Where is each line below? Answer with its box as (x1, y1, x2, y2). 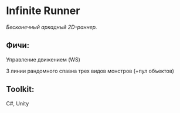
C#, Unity (6, 100, 29, 107)
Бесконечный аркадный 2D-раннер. (6, 23, 98, 30)
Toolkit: (6, 84, 35, 94)
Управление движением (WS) (6, 56, 81, 63)
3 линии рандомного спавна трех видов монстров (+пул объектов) (6, 67, 175, 74)
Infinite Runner (6, 4, 80, 18)
